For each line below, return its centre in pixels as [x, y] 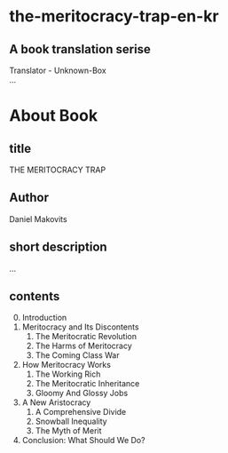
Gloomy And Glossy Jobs [82, 393]
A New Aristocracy [56, 402]
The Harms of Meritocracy [84, 346]
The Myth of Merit [68, 431]
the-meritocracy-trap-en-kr [114, 16]
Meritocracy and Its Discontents [80, 327]
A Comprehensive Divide [81, 412]
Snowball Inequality [71, 421]
